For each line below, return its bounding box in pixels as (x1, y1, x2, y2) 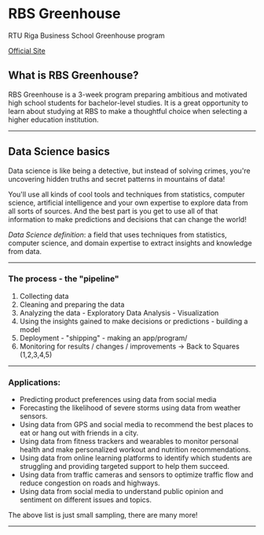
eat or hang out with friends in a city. (19, 428, 139, 437)
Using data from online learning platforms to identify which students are (19, 453, 253, 463)
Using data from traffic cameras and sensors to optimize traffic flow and (19, 470, 254, 480)
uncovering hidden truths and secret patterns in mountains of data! (8, 174, 225, 183)
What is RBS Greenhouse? (8, 68, 139, 83)
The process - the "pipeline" (8, 273, 119, 284)
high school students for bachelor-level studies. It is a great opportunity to (8, 98, 249, 107)
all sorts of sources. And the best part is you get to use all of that (8, 206, 218, 216)
